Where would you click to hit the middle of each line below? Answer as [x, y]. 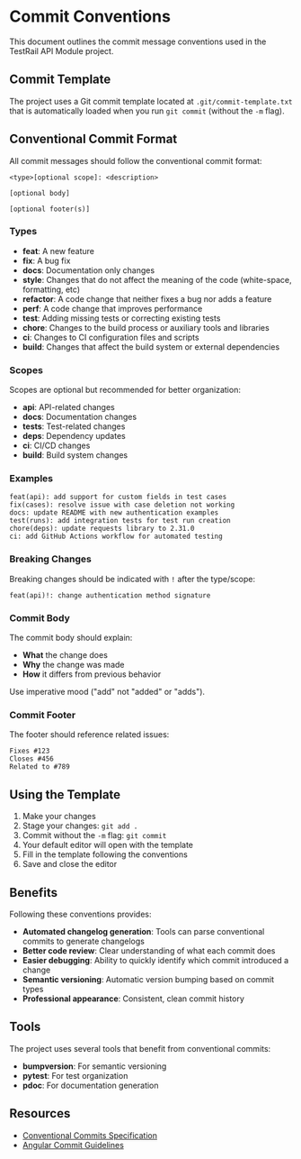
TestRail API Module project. [62, 50]
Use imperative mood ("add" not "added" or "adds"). [107, 692]
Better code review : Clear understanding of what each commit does [149, 950]
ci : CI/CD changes [56, 446]
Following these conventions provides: [80, 914]
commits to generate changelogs [84, 941]
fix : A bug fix [46, 260]
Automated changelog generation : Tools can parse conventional [143, 931]
